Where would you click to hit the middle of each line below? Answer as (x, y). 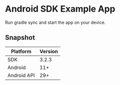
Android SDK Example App (60, 9)
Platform (21, 51)
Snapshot (20, 38)
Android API (21, 75)
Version (49, 51)
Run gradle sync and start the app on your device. (55, 22)
